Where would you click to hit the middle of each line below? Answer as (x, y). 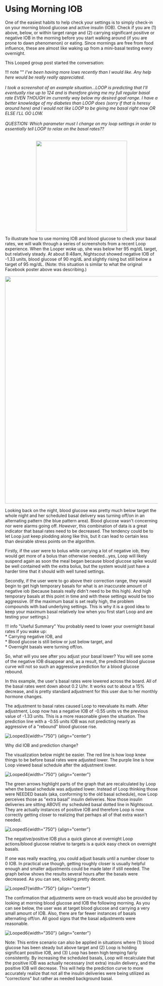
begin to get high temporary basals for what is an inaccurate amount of (76, 586)
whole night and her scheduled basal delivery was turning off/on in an (75, 516)
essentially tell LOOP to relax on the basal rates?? (55, 129)
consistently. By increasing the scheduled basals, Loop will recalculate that (80, 958)
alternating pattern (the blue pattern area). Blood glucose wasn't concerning (81, 520)
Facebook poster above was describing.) (46, 269)
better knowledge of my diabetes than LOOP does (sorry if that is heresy (78, 103)
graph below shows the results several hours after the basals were (72, 873)
